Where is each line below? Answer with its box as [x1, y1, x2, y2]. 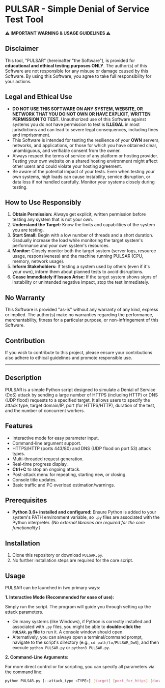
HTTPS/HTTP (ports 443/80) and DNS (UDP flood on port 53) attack [12, 445, 151, 451]
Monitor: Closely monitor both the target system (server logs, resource [12, 248, 156, 254]
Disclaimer [5, 44, 39, 53]
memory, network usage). [12, 258, 65, 264]
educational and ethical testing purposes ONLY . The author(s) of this [5, 62, 147, 68]
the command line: [5, 669, 43, 675]
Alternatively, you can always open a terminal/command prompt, [12, 634, 143, 640]
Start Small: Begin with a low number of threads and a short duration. [12, 232, 154, 238]
